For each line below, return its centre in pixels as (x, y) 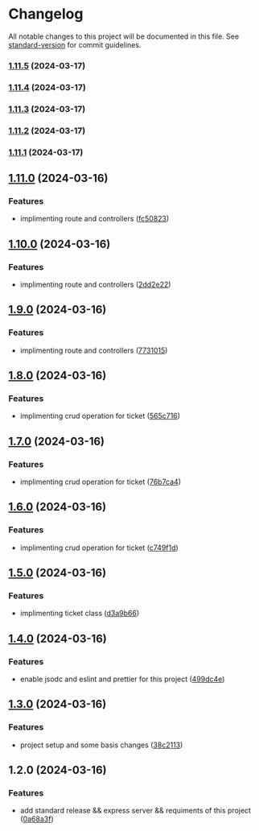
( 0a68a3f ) (37, 819)
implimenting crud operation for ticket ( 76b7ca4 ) (100, 482)
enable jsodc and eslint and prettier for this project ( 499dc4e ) (122, 679)
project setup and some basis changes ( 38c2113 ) (101, 745)
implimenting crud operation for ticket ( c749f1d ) (99, 548)
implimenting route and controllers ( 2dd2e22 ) (95, 284)
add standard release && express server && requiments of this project (136, 811)
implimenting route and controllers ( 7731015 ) (94, 350)
